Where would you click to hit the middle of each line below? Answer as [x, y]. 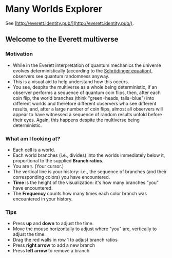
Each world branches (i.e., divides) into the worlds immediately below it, [89, 155]
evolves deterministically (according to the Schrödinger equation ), [83, 70]
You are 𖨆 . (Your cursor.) [38, 166]
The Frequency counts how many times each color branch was [80, 193]
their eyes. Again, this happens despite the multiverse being [76, 120]
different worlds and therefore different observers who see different [84, 103]
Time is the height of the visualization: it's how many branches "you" [86, 182]
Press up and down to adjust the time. [53, 224]
